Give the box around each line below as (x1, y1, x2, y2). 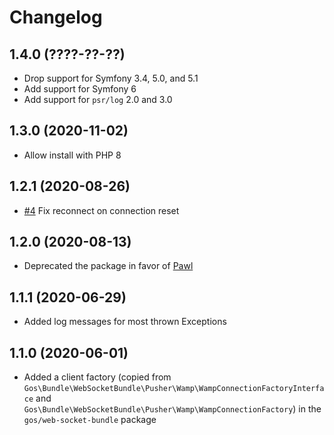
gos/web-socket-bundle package (23, 414, 157, 426)
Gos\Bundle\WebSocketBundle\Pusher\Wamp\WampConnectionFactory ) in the (23, 403, 322, 415)
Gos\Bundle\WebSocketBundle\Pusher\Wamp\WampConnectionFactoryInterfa (23, 384, 325, 394)
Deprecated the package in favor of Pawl (23, 260, 194, 272)
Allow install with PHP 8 (23, 149, 122, 161)
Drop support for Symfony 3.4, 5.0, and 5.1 (23, 72, 199, 84)
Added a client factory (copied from (23, 371, 172, 383)
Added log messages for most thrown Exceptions (23, 316, 227, 328)
